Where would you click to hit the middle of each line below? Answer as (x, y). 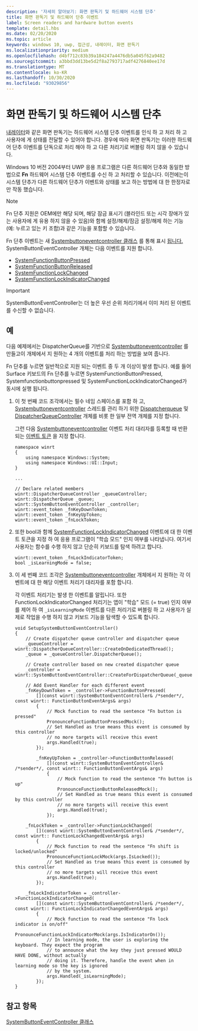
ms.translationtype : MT (35, 67)
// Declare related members (49, 488)
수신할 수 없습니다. (33, 310)
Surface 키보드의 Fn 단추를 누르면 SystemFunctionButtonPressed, (85, 373)
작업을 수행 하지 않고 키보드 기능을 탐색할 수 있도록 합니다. (92, 617)
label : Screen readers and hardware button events (70, 23)
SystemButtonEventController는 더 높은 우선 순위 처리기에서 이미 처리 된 (91, 303)
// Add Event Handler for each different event (85, 685)
